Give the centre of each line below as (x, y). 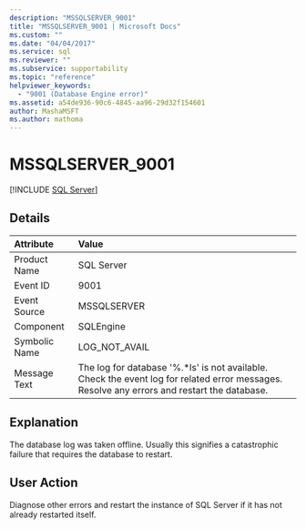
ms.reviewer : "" (40, 60)
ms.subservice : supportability (69, 69)
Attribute (34, 244)
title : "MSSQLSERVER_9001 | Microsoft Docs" (95, 26)
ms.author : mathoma (46, 119)
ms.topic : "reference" (52, 77)
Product (31, 259)
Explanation (44, 423)
